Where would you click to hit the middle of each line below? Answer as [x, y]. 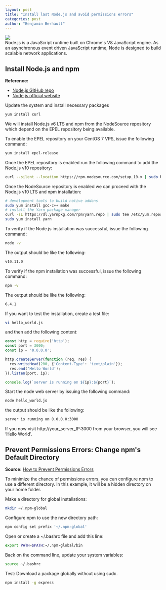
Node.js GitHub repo [33, 90]
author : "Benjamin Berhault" [35, 24]
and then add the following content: [41, 332]
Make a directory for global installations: [46, 499]
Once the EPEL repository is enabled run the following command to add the [82, 162]
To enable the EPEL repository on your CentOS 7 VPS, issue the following [80, 138]
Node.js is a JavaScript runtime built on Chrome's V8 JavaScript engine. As [82, 43]
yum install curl [23, 115]
